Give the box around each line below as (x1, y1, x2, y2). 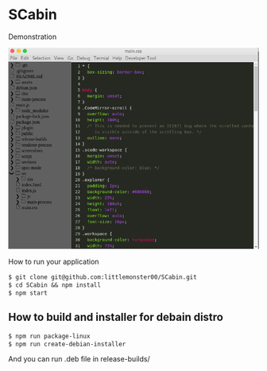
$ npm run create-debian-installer (8, 340, 126, 349)
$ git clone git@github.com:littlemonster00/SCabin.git (8, 272, 197, 281)
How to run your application (8, 257, 99, 266)
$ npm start (8, 288, 48, 297)
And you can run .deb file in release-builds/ (8, 354, 150, 364)
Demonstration (8, 32, 57, 41)
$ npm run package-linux (8, 332, 91, 341)
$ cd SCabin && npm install (8, 280, 102, 289)
